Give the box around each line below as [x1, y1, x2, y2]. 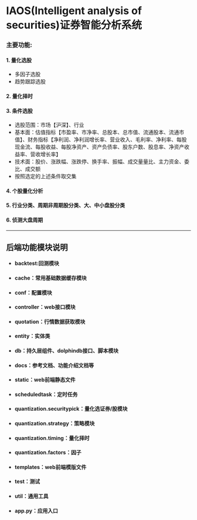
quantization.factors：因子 [14, 449, 81, 456]
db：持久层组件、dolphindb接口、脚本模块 [14, 347, 119, 354]
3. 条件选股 [6, 107, 33, 114]
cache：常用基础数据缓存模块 [14, 274, 87, 281]
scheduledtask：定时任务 [14, 391, 78, 398]
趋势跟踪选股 [14, 78, 46, 85]
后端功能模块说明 [6, 242, 68, 252]
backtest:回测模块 [14, 260, 60, 267]
